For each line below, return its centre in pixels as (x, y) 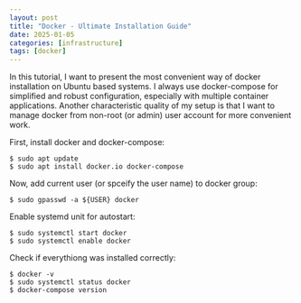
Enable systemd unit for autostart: (72, 216)
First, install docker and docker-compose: (87, 142)
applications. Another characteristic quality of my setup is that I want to (142, 106)
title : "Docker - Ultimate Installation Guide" (101, 26)
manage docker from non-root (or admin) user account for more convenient (150, 115)
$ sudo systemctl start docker (68, 234)
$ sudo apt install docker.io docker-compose (96, 167)
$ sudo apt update (44, 159)
